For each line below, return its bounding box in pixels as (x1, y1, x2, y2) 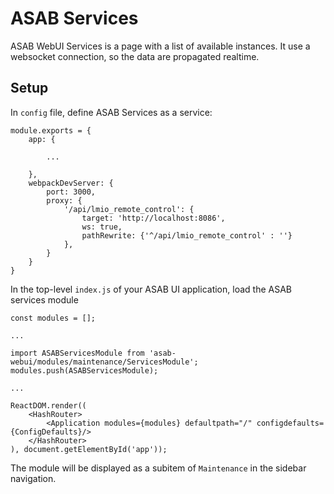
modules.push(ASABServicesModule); (10, 365, 159, 376)
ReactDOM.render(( (10, 400, 87, 411)
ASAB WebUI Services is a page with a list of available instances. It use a (10, 40, 311, 52)
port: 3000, (46, 187, 97, 197)
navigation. (10, 472, 57, 484)
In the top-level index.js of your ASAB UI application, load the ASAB (10, 283, 292, 295)
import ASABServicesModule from (10, 348, 145, 358)
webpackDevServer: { (28, 178, 114, 188)
